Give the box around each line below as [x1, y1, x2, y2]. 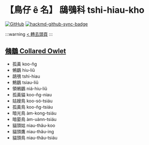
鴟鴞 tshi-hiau [12, 73, 40, 79]
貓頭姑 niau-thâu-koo [12, 122, 56, 128]
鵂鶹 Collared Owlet [5, 47, 66, 56]
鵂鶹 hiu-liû [12, 67, 35, 73]
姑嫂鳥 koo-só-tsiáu [12, 98, 53, 104]
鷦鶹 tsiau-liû [12, 79, 39, 85]
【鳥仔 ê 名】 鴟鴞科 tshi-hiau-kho [5, 4, 145, 16]
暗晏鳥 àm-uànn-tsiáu [12, 116, 57, 122]
